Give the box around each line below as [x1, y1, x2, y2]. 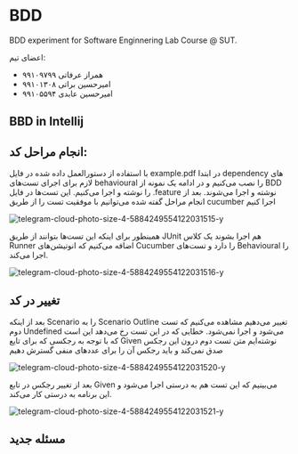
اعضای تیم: [9, 52, 46, 62]
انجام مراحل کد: [9, 144, 88, 159]
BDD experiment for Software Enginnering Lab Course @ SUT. [9, 35, 238, 45]
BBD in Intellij [9, 114, 85, 129]
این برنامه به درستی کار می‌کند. [9, 388, 113, 399]
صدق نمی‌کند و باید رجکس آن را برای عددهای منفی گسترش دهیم [9, 345, 224, 355]
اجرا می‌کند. [9, 250, 49, 261]
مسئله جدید [9, 432, 66, 447]
